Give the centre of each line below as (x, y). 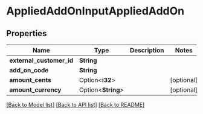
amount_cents (30, 80)
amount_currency (35, 90)
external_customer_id (41, 60)
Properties (27, 33)
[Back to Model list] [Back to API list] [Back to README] (76, 105)
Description (147, 50)
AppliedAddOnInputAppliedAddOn (95, 11)
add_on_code (29, 70)
